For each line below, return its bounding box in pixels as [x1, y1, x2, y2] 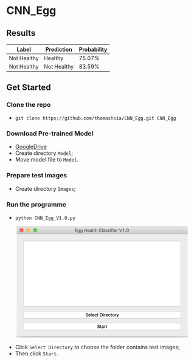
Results [6, 28, 36, 38]
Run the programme [6, 200, 67, 208]
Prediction [45, 46, 72, 53]
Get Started [6, 82, 51, 92]
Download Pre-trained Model [6, 129, 94, 138]
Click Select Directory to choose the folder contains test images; [15, 343, 181, 350]
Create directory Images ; [15, 185, 76, 192]
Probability [78, 46, 108, 53]
